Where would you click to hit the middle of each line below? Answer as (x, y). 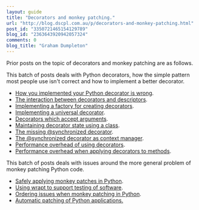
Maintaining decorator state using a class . (67, 125)
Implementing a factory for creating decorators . (75, 106)
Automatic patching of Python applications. (69, 200)
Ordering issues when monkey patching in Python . (78, 194)
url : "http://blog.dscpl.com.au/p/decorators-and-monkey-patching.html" (100, 23)
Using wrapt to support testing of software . (69, 187)
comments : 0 (21, 40)
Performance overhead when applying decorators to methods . (93, 151)
